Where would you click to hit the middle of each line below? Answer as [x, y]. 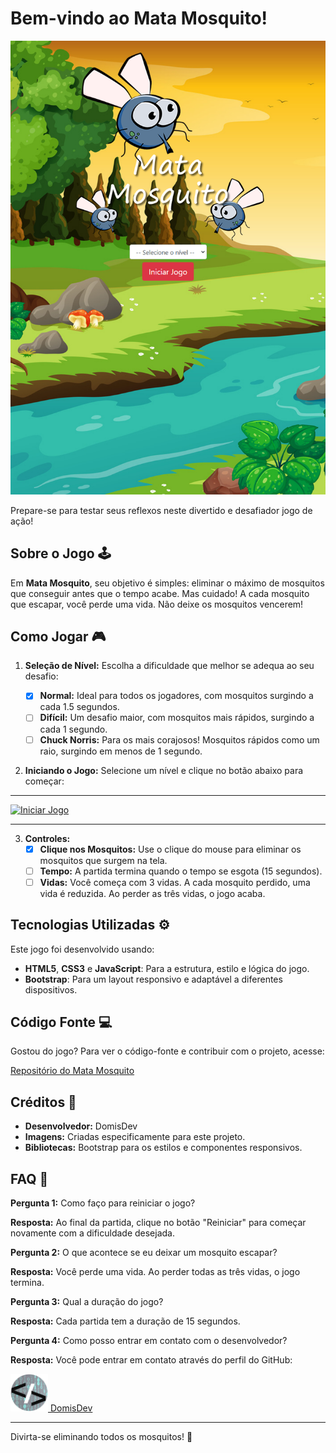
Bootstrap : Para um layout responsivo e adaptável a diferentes [153, 979]
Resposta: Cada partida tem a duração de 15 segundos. [125, 1321]
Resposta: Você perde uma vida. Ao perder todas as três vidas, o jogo [155, 1272]
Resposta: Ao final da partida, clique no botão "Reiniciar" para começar [158, 1223]
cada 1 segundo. [73, 729]
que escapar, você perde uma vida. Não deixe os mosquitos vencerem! [157, 604]
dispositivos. [51, 989]
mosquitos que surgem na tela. [103, 860]
